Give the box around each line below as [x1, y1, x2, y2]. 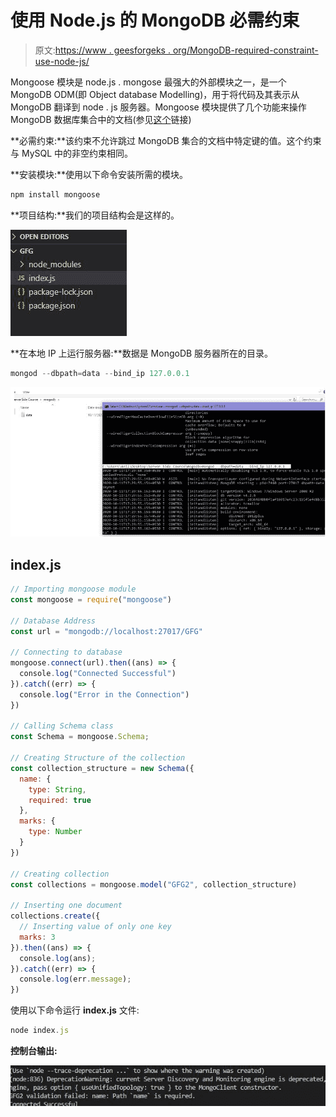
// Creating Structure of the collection [10, 753, 186, 763]
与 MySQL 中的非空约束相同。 [10, 147, 134, 159]
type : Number [28, 827, 83, 837]
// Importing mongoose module [10, 584, 137, 595]
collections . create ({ [10, 911, 101, 921]
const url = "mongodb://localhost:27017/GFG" [10, 626, 203, 636]
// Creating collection [10, 869, 110, 879]
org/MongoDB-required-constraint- [172, 44, 319, 56]
